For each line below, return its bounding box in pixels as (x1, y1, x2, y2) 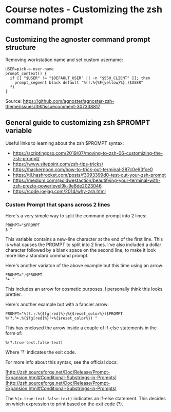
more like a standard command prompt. (5, 253, 89, 259)
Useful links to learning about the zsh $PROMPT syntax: (5, 140, 124, 146)
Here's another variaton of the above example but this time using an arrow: (5, 263, 164, 269)
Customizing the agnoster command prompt (5, 35, 150, 44)
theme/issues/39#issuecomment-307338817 (5, 104, 101, 109)
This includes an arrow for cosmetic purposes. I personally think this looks (5, 286, 163, 292)
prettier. (5, 291, 22, 297)
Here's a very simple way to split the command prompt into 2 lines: (5, 213, 147, 219)
